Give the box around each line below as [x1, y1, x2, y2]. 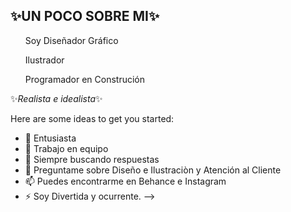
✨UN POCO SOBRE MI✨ [10, 8, 160, 25]
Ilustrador [24, 54, 65, 66]
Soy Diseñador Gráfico [24, 34, 119, 46]
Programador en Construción [24, 73, 146, 85]
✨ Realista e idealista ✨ [10, 92, 103, 104]
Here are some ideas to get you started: [10, 112, 175, 124]
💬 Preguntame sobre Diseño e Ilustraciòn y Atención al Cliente [24, 164, 282, 176]
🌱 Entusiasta [24, 132, 77, 144]
